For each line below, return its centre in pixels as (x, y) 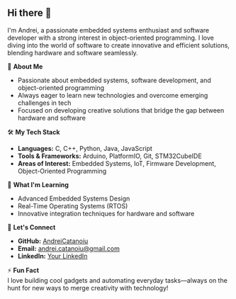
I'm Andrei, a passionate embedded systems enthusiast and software (108, 30)
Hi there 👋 (29, 13)
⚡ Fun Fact (23, 270)
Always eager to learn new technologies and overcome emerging (113, 95)
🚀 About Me (25, 66)
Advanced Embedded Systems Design (74, 198)
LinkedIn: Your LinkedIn (52, 256)
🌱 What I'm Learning (38, 184)
